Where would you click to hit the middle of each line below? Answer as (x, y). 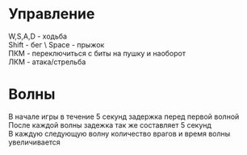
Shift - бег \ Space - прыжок (57, 44)
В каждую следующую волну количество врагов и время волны (119, 133)
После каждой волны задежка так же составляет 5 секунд (110, 124)
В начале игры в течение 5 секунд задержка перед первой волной (124, 116)
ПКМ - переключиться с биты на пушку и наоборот (97, 53)
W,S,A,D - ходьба (38, 36)
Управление (52, 14)
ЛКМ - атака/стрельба (47, 62)
